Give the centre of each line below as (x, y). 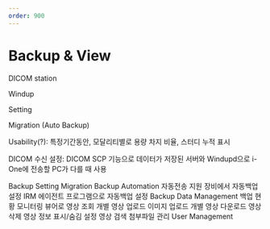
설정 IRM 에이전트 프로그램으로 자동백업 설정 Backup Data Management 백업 (131, 196)
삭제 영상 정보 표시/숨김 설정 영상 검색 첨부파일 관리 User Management (121, 216)
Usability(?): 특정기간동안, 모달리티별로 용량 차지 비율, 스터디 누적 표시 (120, 141)
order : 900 (27, 16)
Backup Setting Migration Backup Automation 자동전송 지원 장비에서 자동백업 (133, 185)
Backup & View (60, 55)
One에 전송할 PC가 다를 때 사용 (58, 169)
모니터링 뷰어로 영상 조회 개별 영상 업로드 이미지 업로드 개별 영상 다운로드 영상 (139, 206)
